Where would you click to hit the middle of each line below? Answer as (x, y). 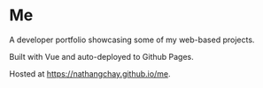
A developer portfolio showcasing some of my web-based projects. (132, 40)
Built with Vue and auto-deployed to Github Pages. (101, 56)
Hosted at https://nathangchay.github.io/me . (90, 73)
